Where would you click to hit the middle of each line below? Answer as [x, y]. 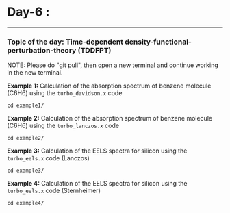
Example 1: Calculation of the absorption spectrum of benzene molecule [109, 86]
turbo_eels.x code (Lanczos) [49, 158]
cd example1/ [26, 106]
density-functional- [158, 42]
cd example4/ [26, 203]
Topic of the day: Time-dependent [65, 42]
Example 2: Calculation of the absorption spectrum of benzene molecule [110, 118]
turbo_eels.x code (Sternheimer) [54, 191]
